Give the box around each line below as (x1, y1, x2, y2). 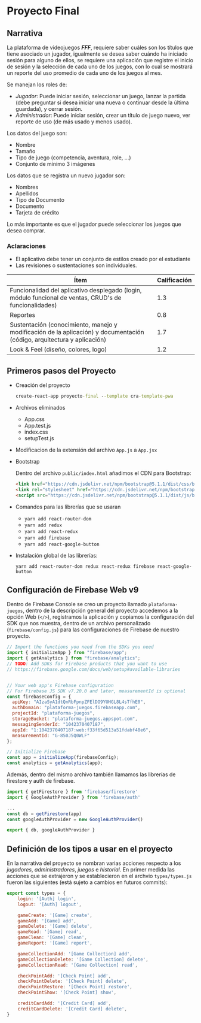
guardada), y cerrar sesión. (15, 105, 83, 112)
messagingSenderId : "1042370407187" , (12, 721, 106, 727)
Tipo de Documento (15, 196, 65, 203)
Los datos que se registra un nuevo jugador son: (7, 172, 126, 179)
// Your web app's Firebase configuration (7, 682, 114, 688)
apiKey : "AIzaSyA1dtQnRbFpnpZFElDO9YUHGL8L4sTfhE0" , (12, 699, 146, 705)
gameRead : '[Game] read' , (17, 929, 82, 935)
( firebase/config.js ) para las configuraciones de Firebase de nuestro (7, 626, 180, 633)
